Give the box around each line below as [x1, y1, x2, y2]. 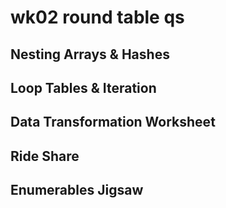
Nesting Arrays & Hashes [10, 46, 170, 63]
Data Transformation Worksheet [10, 114, 216, 131]
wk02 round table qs [10, 6, 185, 29]
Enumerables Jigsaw [10, 182, 144, 199]
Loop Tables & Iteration [10, 79, 157, 96]
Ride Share [10, 147, 80, 165]
